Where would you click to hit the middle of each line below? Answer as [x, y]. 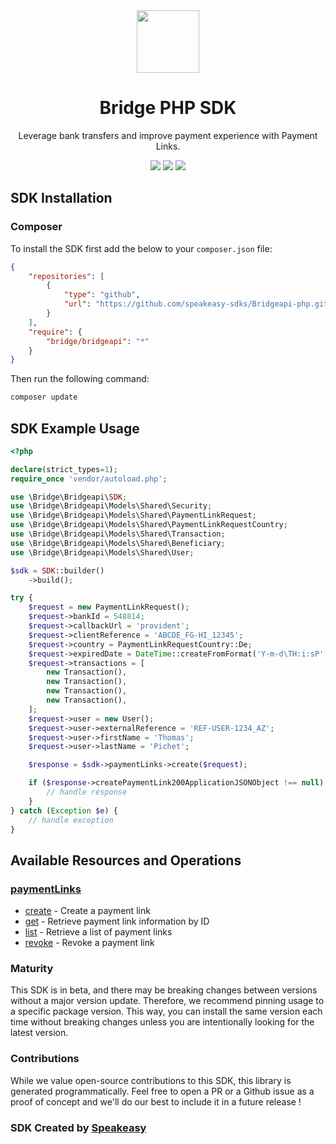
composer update [44, 397]
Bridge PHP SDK [168, 108]
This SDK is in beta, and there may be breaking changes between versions [164, 990]
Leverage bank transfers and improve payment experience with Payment [168, 135]
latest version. [39, 1033]
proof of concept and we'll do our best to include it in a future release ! [156, 1101]
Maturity [32, 969]
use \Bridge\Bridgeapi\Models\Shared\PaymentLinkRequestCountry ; [149, 525]
